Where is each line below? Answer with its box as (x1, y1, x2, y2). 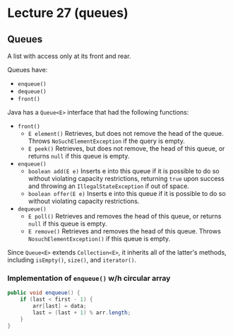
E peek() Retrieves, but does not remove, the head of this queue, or (28, 144, 225, 153)
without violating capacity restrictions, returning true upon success (28, 175, 225, 183)
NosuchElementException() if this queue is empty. (28, 235, 171, 243)
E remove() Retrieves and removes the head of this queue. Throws (28, 227, 221, 235)
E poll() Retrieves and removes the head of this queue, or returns (28, 212, 222, 220)
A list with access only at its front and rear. (7, 52, 131, 60)
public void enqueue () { (7, 289, 80, 296)
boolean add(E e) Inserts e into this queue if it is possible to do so (28, 167, 220, 175)
